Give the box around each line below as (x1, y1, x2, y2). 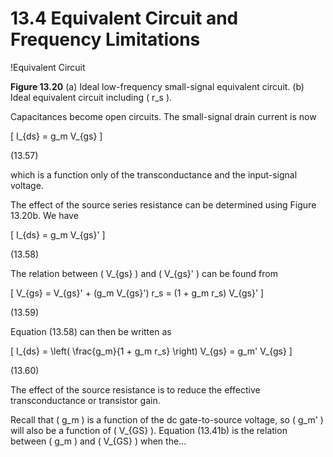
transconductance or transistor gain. (10, 394, 161, 406)
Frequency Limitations (10, 28, 201, 51)
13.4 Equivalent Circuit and (10, 7, 239, 30)
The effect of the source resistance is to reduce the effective (10, 383, 261, 396)
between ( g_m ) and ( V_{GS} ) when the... (10, 435, 187, 447)
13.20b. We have (10, 209, 79, 221)
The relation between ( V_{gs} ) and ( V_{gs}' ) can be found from (10, 267, 278, 279)
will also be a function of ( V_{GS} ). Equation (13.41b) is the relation (10, 424, 288, 436)
